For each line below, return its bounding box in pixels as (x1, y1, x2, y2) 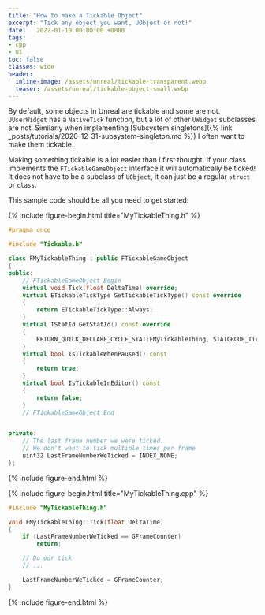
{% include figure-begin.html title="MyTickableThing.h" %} (8, 211, 201, 221)
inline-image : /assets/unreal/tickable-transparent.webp (15, 77, 207, 85)
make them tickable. (8, 140, 74, 150)
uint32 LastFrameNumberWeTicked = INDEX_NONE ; (22, 452, 178, 460)
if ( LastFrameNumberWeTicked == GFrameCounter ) (22, 533, 181, 541)
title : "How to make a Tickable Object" (8, 11, 144, 20)
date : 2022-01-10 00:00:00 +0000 (8, 26, 125, 34)
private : (8, 430, 37, 438)
